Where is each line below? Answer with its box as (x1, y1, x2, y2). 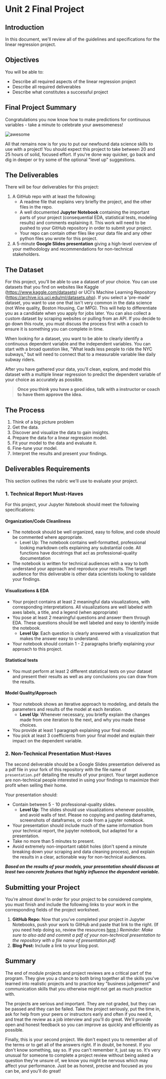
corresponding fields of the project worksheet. (5, 907, 100, 913)
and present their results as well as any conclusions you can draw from (12, 673, 158, 679)
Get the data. (12, 424, 39, 431)
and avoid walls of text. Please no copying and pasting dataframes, (19, 812, 157, 818)
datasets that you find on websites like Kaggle (5, 284, 99, 290)
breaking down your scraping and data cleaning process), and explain (12, 849, 155, 855)
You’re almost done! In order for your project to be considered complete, (5, 896, 153, 903)
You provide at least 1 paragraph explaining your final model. (12, 727, 136, 733)
